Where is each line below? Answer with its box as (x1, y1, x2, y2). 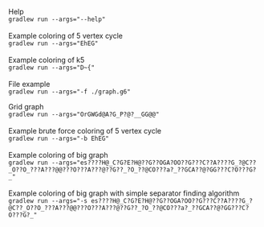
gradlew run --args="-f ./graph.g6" (8, 88, 131, 96)
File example (8, 80, 51, 89)
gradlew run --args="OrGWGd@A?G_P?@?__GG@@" (8, 110, 160, 118)
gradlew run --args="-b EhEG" (8, 134, 110, 142)
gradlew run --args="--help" (8, 15, 106, 23)
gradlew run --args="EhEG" (8, 39, 99, 47)
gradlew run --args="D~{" (8, 64, 95, 72)
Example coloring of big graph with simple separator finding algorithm (8, 188, 240, 198)
